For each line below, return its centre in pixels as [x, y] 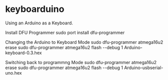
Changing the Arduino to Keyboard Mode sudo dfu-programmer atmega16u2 [84, 42]
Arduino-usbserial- [144, 68]
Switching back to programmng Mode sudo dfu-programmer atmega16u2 [81, 62]
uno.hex [14, 73]
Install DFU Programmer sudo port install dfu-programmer [65, 32]
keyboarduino [35, 9]
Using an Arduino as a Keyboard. [39, 23]
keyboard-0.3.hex [24, 53]
